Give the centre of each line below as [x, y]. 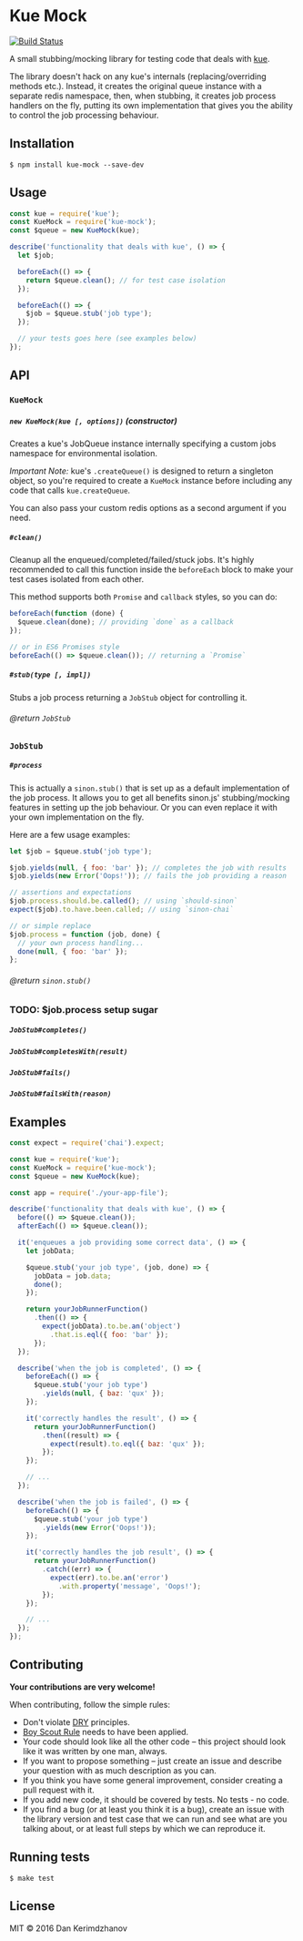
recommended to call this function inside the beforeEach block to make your [151, 569]
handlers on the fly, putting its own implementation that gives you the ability [151, 105]
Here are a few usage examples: [70, 834]
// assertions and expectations [71, 893]
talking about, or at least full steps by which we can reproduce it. [144, 1828]
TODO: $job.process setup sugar [84, 1009]
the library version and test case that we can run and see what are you [155, 1819]
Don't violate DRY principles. [76, 1721]
